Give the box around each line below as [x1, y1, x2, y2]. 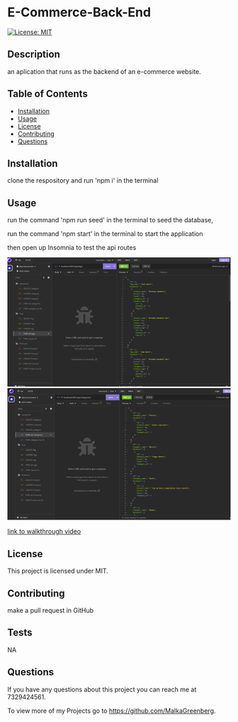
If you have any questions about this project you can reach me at [7, 685, 197, 694]
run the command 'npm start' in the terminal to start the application [7, 230, 203, 238]
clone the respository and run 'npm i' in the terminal [7, 176, 159, 185]
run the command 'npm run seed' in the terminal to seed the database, [7, 216, 214, 225]
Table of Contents [7, 88, 89, 100]
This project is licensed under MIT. [7, 566, 108, 576]
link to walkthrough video [7, 527, 81, 536]
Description [7, 48, 60, 60]
